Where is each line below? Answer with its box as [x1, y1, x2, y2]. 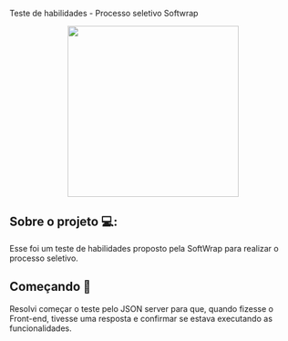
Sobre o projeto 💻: [9, 214, 118, 230]
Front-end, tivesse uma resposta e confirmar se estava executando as [9, 313, 273, 324]
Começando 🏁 [9, 279, 91, 294]
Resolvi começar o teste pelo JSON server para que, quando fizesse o [9, 303, 273, 314]
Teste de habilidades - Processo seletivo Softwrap [9, 8, 199, 18]
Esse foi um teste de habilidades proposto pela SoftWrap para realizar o [9, 243, 280, 253]
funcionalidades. [9, 323, 73, 334]
